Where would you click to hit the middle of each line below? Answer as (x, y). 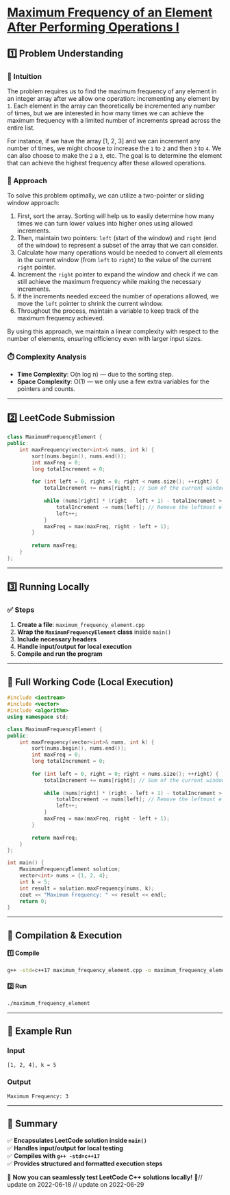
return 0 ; (34, 901)
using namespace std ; (38, 717)
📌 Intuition (25, 76)
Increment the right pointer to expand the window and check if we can (117, 274)
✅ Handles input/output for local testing (65, 1148)
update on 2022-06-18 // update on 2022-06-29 (76, 1184)
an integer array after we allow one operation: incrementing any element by (113, 98)
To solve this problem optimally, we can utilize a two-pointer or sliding (106, 196)
